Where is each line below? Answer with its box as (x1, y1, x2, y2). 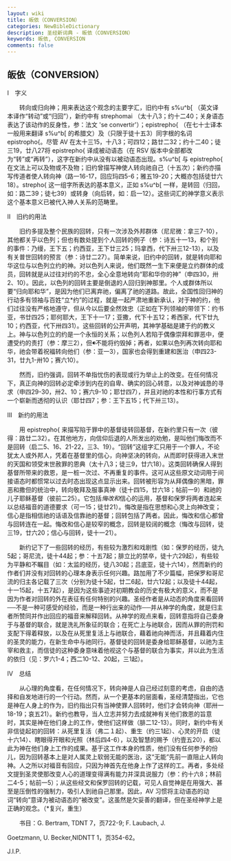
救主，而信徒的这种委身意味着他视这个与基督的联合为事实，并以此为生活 (19, 646, 224, 654)
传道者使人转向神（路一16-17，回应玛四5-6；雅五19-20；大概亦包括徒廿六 (12, 172, 223, 180)
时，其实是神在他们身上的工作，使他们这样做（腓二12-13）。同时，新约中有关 (7, 718, 225, 726)
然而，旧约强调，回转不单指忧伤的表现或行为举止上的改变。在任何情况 (19, 370, 218, 379)
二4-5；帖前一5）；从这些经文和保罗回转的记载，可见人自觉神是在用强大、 (7, 778, 217, 787)
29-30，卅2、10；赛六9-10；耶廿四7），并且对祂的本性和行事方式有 (30, 388, 223, 396)
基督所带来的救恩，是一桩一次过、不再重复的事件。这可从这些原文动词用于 (7, 468, 218, 476)
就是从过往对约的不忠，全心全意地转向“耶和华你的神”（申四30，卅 (30, 269, 219, 278)
